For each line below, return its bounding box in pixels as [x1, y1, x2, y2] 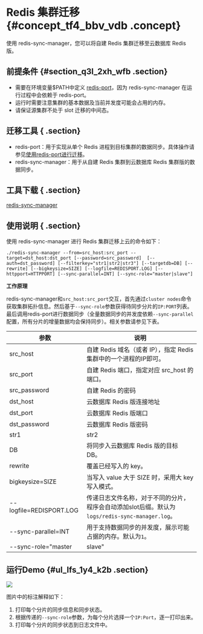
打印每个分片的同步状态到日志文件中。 [14, 621, 111, 628]
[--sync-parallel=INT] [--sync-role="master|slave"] [57, 271, 193, 277]
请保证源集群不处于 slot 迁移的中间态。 [14, 106, 112, 114]
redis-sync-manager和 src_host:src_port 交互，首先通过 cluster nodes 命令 [6, 295, 192, 302]
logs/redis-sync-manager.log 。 [86, 512, 176, 520]
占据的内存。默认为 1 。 [86, 532, 150, 541]
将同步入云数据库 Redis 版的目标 [86, 442, 178, 450]
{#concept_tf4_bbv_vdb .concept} [6, 19, 181, 33]
